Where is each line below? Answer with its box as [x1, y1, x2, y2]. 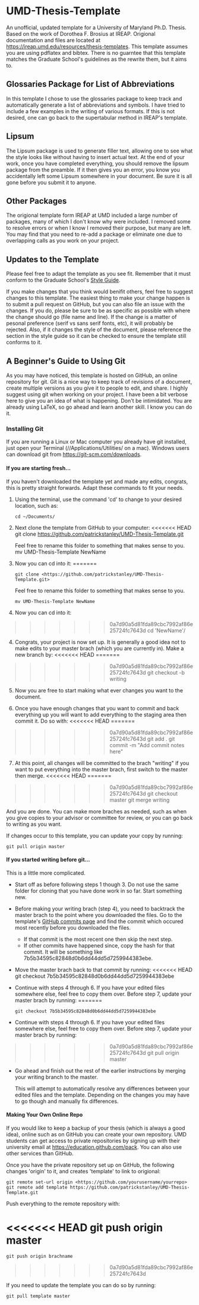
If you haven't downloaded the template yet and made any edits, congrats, [6, 478, 188, 485]
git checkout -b [147, 669, 185, 676]
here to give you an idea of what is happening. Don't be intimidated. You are [6, 397, 192, 404]
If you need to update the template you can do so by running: [6, 1281, 156, 1288]
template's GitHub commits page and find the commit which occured [14, 918, 184, 925]
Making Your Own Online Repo [6, 1111, 83, 1118]
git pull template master [6, 1293, 70, 1299]
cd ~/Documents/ [14, 514, 55, 520]
